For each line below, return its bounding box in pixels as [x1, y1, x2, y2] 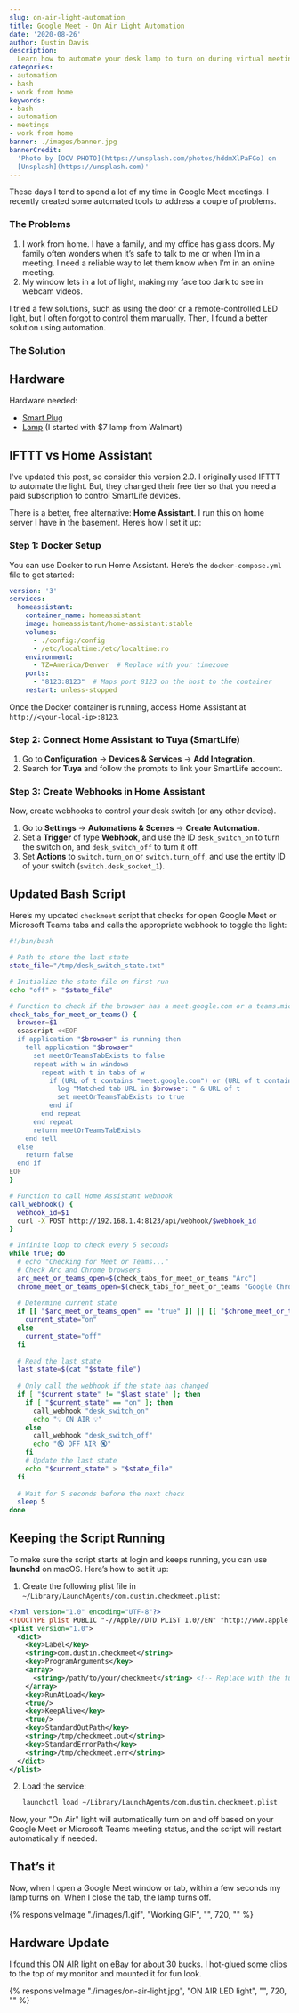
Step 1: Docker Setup [9, 540, 101, 552]
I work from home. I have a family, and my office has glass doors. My [21, 238, 276, 249]
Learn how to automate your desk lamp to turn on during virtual [17, 54, 265, 63]
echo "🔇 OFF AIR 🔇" [32, 1439, 112, 1448]
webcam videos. [21, 286, 83, 297]
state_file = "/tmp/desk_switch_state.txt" [9, 961, 166, 971]
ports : [25, 669, 50, 678]
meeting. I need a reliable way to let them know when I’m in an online [21, 257, 276, 268]
